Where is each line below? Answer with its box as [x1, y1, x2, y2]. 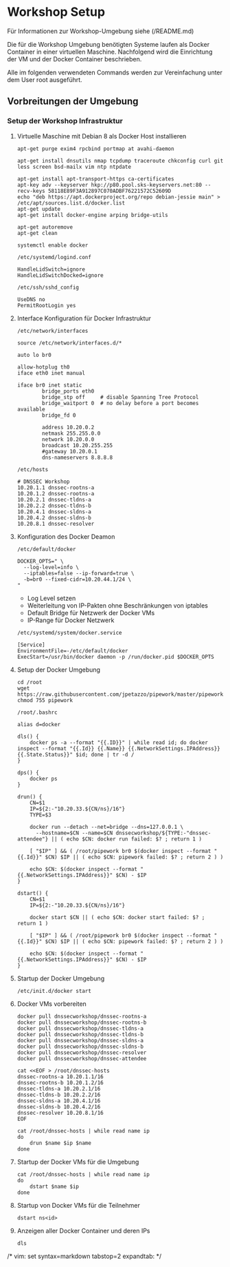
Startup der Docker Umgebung [16, 974, 105, 982]
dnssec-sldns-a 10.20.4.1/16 [16, 1097, 101, 1104]
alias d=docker [16, 721, 61, 728]
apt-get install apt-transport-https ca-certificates [16, 175, 174, 183]
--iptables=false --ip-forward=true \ [23, 570, 135, 577]
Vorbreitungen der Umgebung [7, 96, 139, 107]
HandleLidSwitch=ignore [16, 266, 86, 273]
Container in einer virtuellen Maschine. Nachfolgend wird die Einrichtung [7, 48, 213, 56]
